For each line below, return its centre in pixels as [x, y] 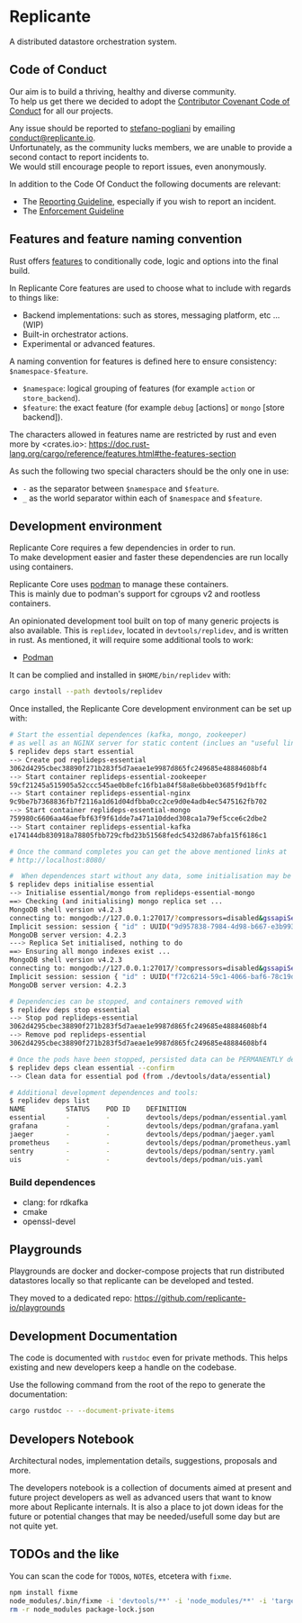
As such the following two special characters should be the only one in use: [149, 471]
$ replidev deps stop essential [70, 1010]
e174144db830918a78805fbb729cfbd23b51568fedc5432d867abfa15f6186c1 [138, 835]
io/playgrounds [37, 1308]
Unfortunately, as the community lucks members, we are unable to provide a [151, 147]
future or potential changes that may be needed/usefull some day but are [145, 1516]
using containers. [41, 567]
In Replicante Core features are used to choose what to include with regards [151, 288]
